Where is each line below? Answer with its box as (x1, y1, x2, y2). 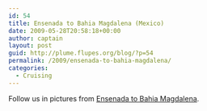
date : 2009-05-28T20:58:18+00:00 (8, 27, 121, 35)
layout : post (8, 42, 53, 50)
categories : (8, 64, 49, 72)
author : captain (8, 34, 63, 43)
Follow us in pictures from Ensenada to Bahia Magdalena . (8, 93, 200, 103)
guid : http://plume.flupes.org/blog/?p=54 (8, 49, 154, 57)
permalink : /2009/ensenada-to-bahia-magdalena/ (8, 57, 172, 65)
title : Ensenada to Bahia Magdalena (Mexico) (8, 19, 164, 27)
